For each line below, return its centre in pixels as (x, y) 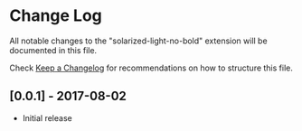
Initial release (47, 117)
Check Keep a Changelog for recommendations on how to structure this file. (151, 68)
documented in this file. (53, 50)
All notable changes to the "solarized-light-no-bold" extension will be (139, 41)
